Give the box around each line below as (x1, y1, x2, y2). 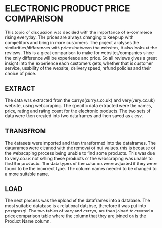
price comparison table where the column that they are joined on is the (5, 213, 146, 219)
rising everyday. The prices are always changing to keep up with (5, 34, 134, 40)
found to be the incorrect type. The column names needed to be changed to (5, 165, 157, 171)
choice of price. (5, 70, 37, 76)
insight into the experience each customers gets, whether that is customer (5, 60, 153, 66)
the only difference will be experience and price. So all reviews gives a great (5, 55, 157, 61)
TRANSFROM (5, 127, 46, 135)
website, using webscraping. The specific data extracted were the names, (5, 102, 152, 108)
